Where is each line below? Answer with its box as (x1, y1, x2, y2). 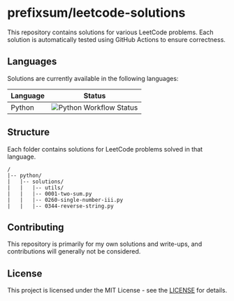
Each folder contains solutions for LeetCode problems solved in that (7, 145, 203, 153)
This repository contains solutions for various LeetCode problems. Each (7, 28, 214, 36)
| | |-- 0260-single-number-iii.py (7, 196, 124, 203)
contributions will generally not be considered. (7, 247, 141, 256)
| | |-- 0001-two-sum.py (7, 190, 92, 197)
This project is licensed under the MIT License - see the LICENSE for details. (7, 286, 228, 295)
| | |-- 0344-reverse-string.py (7, 203, 114, 210)
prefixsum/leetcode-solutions (7, 5, 186, 21)
